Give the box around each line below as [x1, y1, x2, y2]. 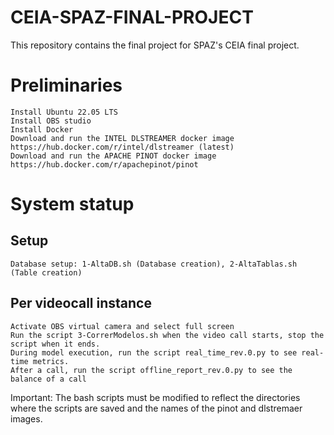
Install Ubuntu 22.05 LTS [10, 107, 118, 117]
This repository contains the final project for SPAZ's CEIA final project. [10, 39, 300, 51]
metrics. [32, 356, 70, 366]
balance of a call [10, 374, 87, 384]
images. [10, 412, 43, 425]
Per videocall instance [10, 295, 152, 312]
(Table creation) [10, 267, 83, 278]
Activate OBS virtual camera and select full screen [10, 321, 235, 331]
